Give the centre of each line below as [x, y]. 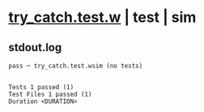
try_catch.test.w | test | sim [102, 17]
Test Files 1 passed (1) [50, 94]
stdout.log [35, 47]
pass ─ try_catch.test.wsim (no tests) [76, 66]
